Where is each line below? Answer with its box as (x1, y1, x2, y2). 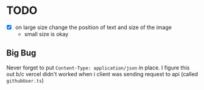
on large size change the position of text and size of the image (15, 24, 172, 31)
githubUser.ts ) (6, 77, 44, 84)
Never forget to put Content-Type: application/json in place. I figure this (6, 64, 190, 71)
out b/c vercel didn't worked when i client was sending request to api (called (6, 70, 199, 77)
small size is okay (24, 31, 69, 37)
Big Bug (6, 48, 37, 58)
